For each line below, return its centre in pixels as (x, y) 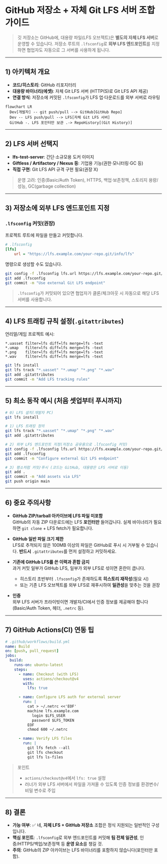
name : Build (17, 647)
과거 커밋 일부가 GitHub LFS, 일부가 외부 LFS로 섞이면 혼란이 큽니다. (79, 568)
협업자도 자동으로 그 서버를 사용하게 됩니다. (68, 50)
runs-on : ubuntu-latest (39, 665)
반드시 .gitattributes (41, 551)
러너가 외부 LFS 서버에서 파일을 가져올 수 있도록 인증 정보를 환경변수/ (92, 784)
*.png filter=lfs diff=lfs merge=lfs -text (54, 352)
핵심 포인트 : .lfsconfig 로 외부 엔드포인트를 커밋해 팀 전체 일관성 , (76, 838)
